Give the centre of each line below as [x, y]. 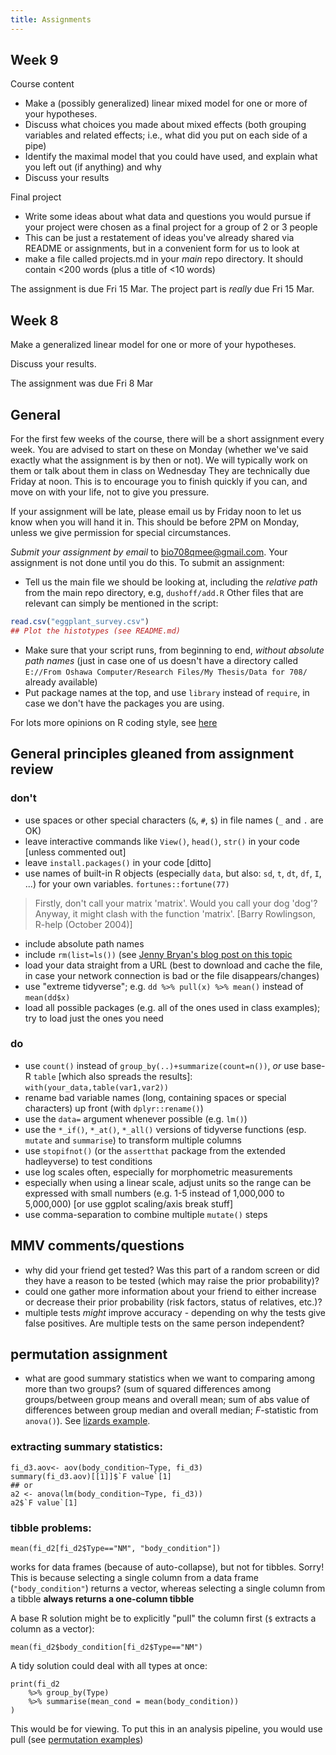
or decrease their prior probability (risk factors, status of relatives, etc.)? [173, 1302]
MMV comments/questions [97, 1246]
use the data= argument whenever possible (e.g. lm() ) [136, 1118]
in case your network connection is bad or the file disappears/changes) [172, 975]
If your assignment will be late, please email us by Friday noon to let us [156, 512]
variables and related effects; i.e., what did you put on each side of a [166, 135]
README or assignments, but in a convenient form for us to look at [162, 248]
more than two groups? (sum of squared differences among [148, 1389]
